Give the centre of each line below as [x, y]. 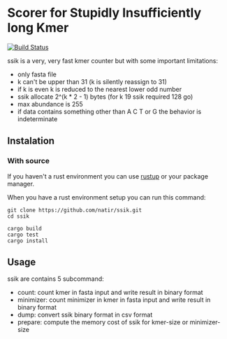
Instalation [31, 141]
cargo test [23, 235]
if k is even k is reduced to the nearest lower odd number [100, 89]
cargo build [24, 228]
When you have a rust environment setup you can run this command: [107, 197]
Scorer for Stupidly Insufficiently [104, 13]
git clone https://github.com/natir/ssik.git [74, 210]
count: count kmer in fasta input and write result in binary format [110, 293]
